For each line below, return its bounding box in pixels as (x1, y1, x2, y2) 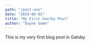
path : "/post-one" (5, 7, 43, 12)
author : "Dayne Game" (5, 21, 49, 26)
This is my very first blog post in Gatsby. (5, 34, 87, 40)
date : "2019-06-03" (5, 12, 45, 17)
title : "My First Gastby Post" (5, 16, 69, 21)
